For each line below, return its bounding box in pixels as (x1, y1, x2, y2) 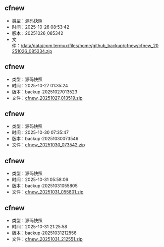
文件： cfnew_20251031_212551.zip (11, 236, 83, 242)
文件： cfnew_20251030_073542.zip (11, 142, 85, 148)
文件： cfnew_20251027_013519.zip (11, 95, 83, 101)
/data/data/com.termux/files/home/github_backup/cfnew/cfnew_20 (20, 42, 159, 49)
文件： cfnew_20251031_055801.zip (11, 189, 84, 195)
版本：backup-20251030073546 (11, 136, 79, 142)
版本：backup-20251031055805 (11, 183, 78, 189)
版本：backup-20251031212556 (11, 230, 77, 236)
